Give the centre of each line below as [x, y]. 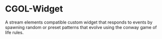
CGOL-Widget [34, 9]
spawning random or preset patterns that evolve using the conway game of [81, 27]
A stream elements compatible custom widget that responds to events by [79, 22]
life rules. [14, 32]
